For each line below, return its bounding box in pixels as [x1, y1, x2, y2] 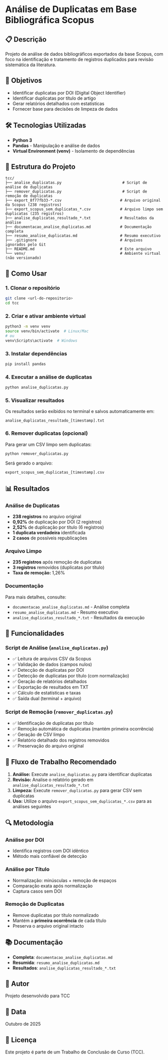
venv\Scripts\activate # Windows [5, 338, 78, 343]
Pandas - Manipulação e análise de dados [12, 143, 101, 149]
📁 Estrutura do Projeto [5, 163, 75, 171]
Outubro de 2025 [5, 1021, 41, 1027]
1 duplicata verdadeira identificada [12, 530, 86, 536]
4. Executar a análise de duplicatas [5, 373, 92, 380]
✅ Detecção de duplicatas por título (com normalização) [12, 673, 129, 679]
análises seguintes [12, 803, 51, 809]
